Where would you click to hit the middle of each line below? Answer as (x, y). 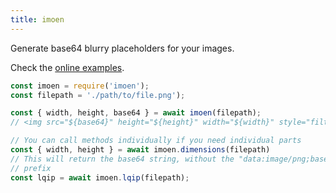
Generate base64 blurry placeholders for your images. (122, 48)
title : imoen (37, 19)
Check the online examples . (67, 67)
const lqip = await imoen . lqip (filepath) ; (100, 177)
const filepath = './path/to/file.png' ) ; (98, 95)
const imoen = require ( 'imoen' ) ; (80, 86)
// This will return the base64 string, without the (122, 159)
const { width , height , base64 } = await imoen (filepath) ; (136, 113)
